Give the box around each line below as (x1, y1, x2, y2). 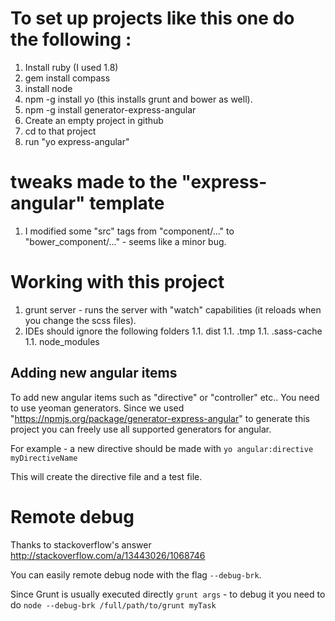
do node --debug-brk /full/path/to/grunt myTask (10, 598, 217, 611)
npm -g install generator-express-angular (24, 103, 197, 116)
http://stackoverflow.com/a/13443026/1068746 (10, 549, 206, 561)
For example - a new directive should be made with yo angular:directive (10, 442, 314, 454)
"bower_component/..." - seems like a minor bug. (24, 235, 227, 247)
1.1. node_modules (24, 335, 100, 347)
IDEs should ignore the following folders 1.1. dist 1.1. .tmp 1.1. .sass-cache (24, 325, 323, 337)
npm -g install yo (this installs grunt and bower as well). (24, 93, 253, 105)
